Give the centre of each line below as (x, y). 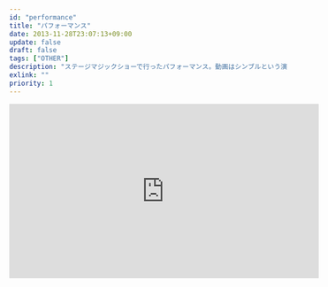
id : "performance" (43, 17)
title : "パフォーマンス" (50, 26)
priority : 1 (31, 83)
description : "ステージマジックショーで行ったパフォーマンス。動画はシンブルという (145, 67)
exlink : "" (29, 75)
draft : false (33, 50)
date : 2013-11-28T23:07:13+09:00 (71, 34)
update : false (35, 42)
